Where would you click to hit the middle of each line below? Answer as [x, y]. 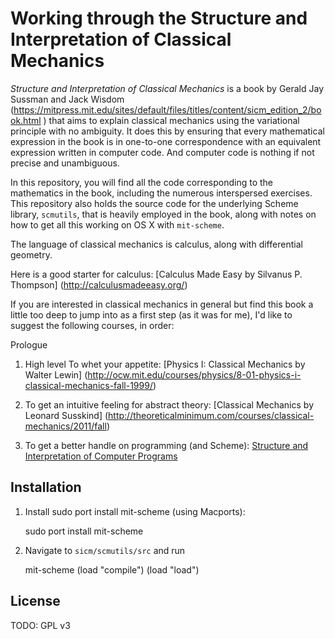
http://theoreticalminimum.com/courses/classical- [211, 415]
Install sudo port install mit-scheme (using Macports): [135, 511]
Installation [46, 487]
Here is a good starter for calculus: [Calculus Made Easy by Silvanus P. [156, 274]
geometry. [31, 254]
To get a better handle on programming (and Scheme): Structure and [166, 445]
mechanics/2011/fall [65, 426]
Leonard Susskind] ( [66, 415]
